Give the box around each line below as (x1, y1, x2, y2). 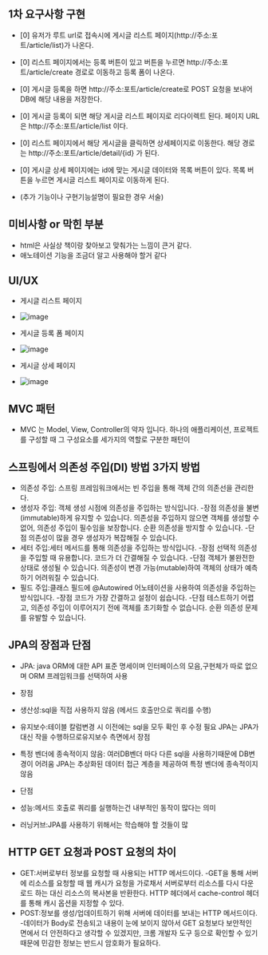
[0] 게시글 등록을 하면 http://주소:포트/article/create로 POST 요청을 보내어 (19, 84, 253, 93)
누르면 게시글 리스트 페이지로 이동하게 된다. (34, 175, 169, 184)
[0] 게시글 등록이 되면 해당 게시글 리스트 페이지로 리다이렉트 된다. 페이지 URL (19, 111, 260, 121)
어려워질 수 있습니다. (34, 573, 100, 583)
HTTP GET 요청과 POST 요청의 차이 (8, 846, 177, 859)
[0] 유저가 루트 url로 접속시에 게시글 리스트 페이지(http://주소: (19, 30, 212, 40)
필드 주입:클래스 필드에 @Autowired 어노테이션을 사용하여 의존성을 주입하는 (19, 583, 257, 592)
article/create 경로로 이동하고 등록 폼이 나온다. (29, 67, 175, 77)
